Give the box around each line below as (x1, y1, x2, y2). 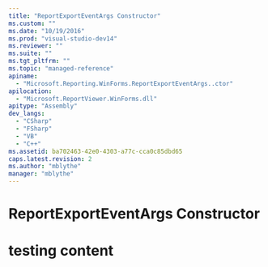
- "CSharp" (15, 117, 53, 125)
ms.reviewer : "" (8, 42, 63, 50)
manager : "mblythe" (8, 170, 74, 178)
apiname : (8, 72, 38, 80)
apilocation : (8, 87, 53, 95)
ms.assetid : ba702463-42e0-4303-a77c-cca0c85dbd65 (8, 147, 183, 155)
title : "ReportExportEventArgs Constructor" (8, 11, 161, 20)
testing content (8, 242, 114, 260)
